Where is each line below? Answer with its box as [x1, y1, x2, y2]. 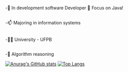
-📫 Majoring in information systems [5, 20, 81, 26]
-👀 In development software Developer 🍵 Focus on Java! [5, 5, 123, 11]
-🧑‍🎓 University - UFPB [5, 36, 52, 43]
